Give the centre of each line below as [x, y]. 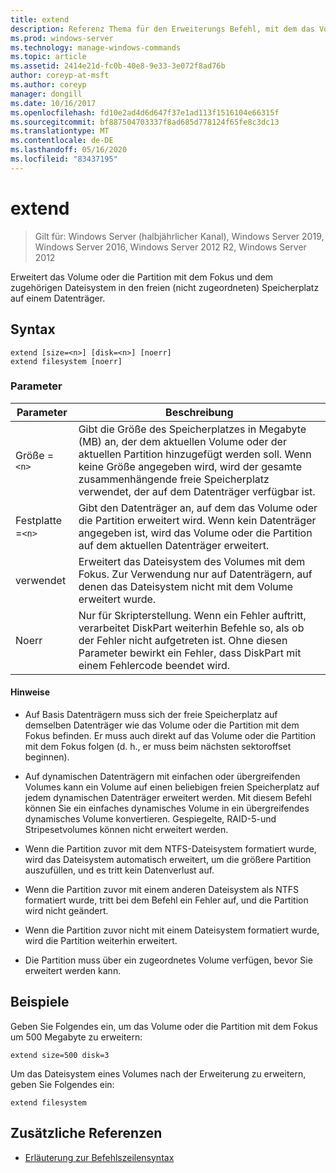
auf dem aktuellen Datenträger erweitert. [174, 545]
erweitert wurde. [117, 599]
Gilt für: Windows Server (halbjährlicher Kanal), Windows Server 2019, [179, 236]
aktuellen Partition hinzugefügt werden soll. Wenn [195, 454]
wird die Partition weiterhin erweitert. [101, 940]
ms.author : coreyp [48, 85]
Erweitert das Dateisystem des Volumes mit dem [192, 561]
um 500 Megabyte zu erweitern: [76, 1037]
